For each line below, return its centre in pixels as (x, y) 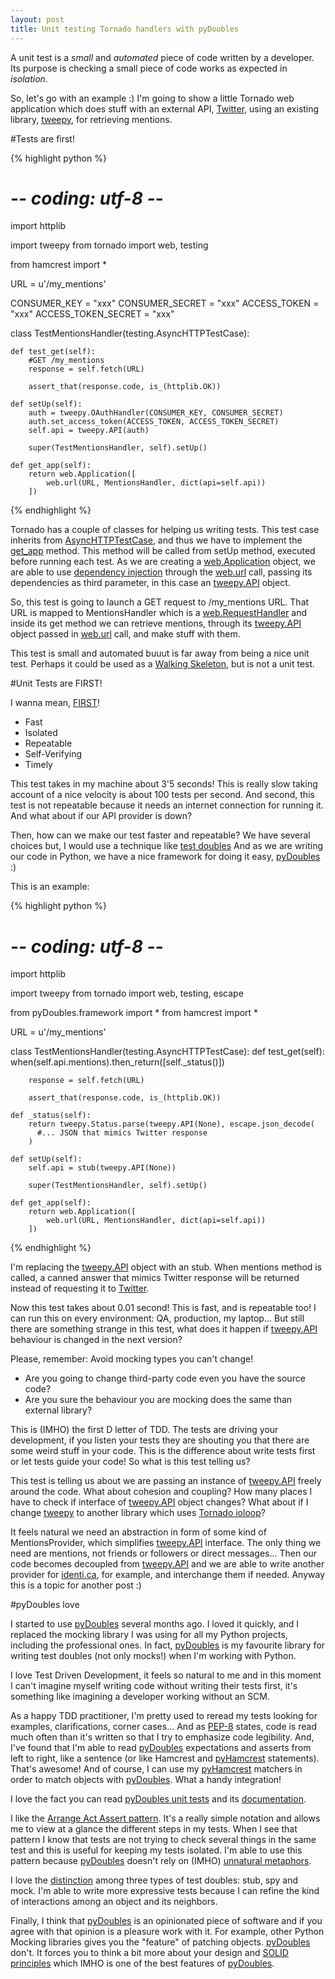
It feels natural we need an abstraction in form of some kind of (138, 1532)
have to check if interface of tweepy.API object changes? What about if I (159, 1502)
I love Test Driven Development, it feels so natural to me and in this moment (166, 1675)
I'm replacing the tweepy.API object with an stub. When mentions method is (166, 1267)
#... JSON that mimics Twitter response (122, 1133)
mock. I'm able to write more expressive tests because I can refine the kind (165, 1891)
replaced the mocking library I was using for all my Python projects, (149, 1635)
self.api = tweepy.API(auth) (89, 431)
